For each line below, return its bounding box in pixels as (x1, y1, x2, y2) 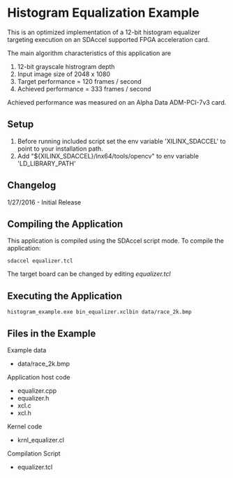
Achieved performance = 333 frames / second (17, 84, 151, 93)
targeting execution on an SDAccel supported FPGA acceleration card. (7, 35, 210, 43)
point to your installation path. (17, 144, 103, 153)
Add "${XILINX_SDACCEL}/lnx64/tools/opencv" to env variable (17, 151, 199, 160)
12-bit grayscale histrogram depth (17, 62, 115, 70)
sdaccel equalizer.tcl (7, 257, 73, 264)
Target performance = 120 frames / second (17, 77, 142, 85)
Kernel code (7, 422, 43, 431)
